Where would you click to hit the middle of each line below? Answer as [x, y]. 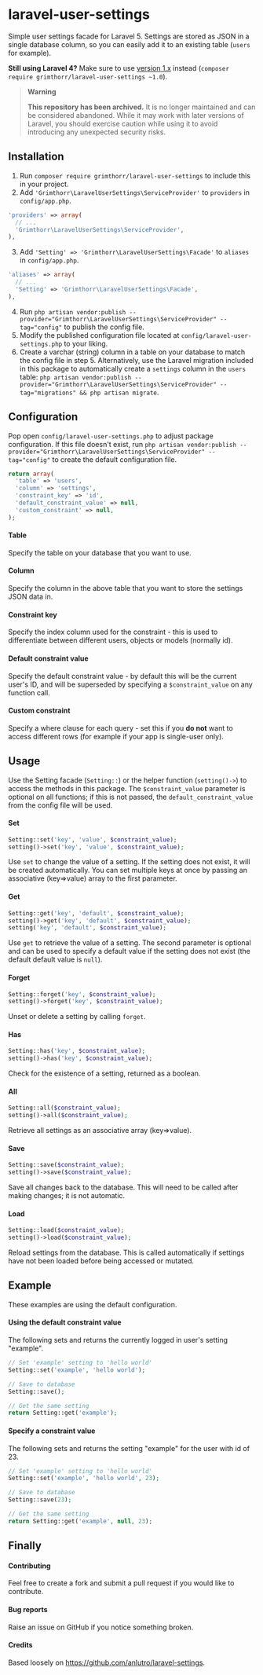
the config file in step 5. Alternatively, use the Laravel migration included [136, 360]
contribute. [26, 1592]
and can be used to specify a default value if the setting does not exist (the [130, 951]
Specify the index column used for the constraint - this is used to [113, 632]
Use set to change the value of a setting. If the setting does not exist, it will [129, 862]
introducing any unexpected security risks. [97, 132]
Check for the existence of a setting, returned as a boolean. [104, 1073]
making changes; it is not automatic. [67, 1196]
